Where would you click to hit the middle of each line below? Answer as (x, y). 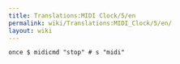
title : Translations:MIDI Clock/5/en (72, 16)
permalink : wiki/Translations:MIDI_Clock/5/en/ (90, 23)
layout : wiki (30, 30)
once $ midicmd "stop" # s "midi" (67, 53)
